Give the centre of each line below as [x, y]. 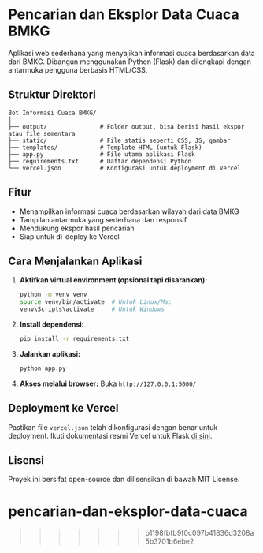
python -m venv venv [53, 295]
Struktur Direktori [52, 95]
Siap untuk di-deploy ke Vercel [69, 236]
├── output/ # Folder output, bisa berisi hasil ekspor [126, 127]
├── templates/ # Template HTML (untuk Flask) [105, 148]
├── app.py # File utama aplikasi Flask [102, 154]
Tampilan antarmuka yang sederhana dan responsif [103, 219]
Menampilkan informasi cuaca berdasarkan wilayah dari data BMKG [130, 211]
